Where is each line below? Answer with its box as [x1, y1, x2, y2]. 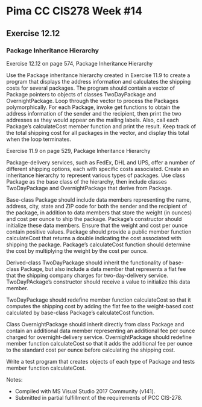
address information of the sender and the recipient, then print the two [6, 110, 182, 117]
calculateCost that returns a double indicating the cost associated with [6, 234, 182, 241]
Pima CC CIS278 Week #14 [6, 4, 143, 18]
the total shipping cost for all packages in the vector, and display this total [6, 129, 189, 136]
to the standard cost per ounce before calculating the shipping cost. [6, 346, 175, 353]
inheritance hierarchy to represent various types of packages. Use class [6, 172, 186, 179]
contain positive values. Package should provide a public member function [6, 228, 192, 235]
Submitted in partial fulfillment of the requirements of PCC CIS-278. [14, 394, 183, 401]
